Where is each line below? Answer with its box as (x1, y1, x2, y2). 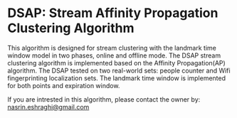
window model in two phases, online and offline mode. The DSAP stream (7, 51, 221, 60)
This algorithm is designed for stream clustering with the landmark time (7, 43, 217, 52)
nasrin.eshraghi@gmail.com (7, 102, 90, 111)
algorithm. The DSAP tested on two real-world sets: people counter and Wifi (7, 66, 231, 75)
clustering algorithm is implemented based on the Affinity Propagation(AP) (7, 58, 226, 67)
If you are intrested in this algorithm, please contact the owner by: (7, 95, 201, 104)
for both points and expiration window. (7, 81, 120, 90)
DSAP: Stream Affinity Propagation (7, 5, 218, 21)
